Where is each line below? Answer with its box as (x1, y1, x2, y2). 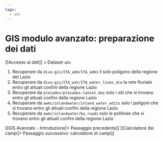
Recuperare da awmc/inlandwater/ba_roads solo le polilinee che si (12, 111, 144, 117)
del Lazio (12, 74, 31, 80)
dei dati (5, 43, 36, 54)
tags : (5, 7, 16, 12)
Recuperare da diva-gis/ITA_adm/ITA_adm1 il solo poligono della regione (12, 69, 158, 75)
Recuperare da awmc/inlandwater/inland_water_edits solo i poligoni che (12, 100, 159, 106)
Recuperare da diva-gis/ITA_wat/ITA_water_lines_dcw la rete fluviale (12, 79, 152, 85)
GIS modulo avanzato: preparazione (5, 33, 155, 44)
